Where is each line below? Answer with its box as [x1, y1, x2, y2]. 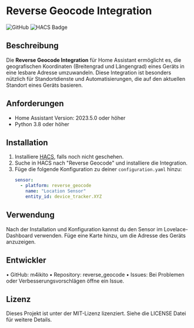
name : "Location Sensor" [25, 188, 86, 194]
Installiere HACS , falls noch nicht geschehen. [14, 153, 124, 160]
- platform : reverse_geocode [20, 183, 92, 189]
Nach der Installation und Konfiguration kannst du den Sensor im [6, 225, 163, 232]
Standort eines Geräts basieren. [6, 81, 83, 88]
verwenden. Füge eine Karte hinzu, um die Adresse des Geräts [34, 232, 186, 239]
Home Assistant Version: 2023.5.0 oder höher [14, 114, 126, 122]
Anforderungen [6, 99, 64, 109]
